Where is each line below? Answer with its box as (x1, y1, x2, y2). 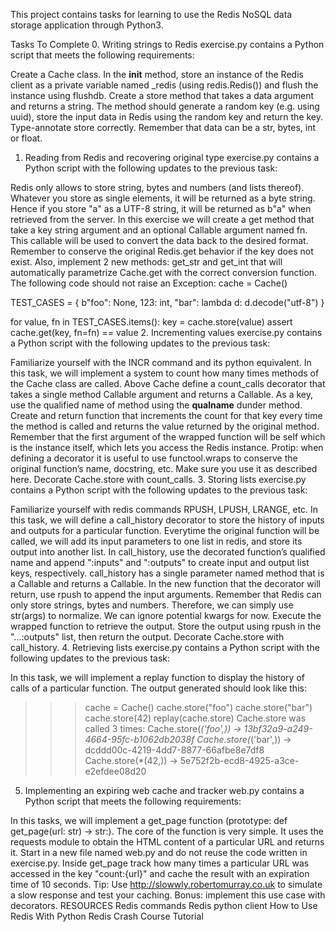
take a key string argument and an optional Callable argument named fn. (10, 224, 308, 236)
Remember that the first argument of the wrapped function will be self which (10, 431, 326, 443)
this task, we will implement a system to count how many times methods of (10, 367, 320, 379)
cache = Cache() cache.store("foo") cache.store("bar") (84, 702, 313, 713)
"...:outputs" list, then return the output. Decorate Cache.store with (10, 631, 285, 643)
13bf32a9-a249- (243, 723, 313, 734)
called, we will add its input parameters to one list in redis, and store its (10, 535, 303, 547)
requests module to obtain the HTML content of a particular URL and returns (10, 836, 325, 848)
